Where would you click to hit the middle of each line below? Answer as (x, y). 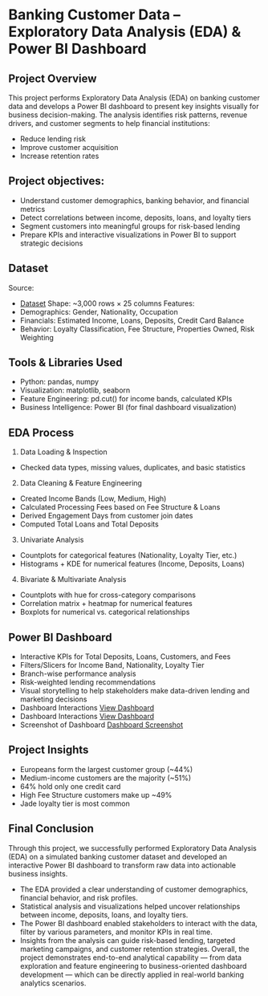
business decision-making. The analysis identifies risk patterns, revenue (128, 115)
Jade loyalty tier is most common (75, 803)
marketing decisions (53, 699)
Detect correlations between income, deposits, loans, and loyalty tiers (135, 217)
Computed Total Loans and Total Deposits (89, 524)
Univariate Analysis (52, 540)
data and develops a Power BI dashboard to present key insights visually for (134, 106)
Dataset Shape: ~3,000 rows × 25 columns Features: (107, 303)
